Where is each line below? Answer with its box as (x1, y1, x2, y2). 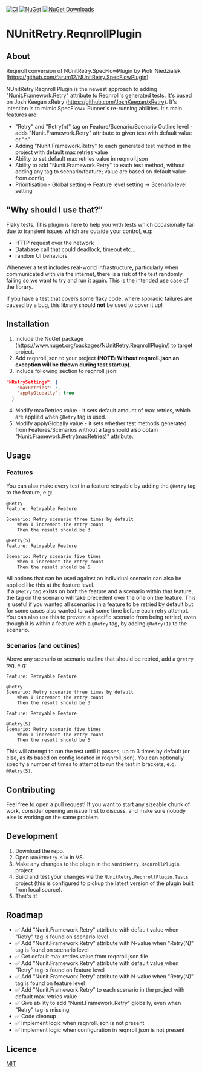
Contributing (6, 784, 56, 795)
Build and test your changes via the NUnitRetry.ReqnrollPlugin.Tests (15, 873, 189, 880)
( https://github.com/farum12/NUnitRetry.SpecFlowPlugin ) (6, 73, 149, 81)
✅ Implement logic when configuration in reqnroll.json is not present (15, 1026, 185, 1034)
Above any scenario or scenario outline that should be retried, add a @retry (6, 655, 194, 662)
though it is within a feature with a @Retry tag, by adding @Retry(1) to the (6, 619, 187, 627)
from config (15, 175, 45, 181)
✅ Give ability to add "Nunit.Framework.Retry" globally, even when (15, 999, 181, 1006)
